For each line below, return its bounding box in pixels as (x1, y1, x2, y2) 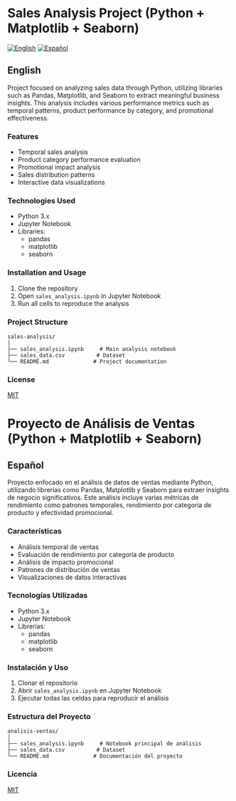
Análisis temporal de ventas (17, 542, 100, 551)
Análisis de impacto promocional (17, 558, 114, 566)
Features (7, 131, 39, 141)
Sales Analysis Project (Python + (7, 5, 205, 21)
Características (7, 526, 62, 536)
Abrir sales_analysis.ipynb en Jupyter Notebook (17, 686, 162, 695)
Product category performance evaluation (17, 155, 141, 164)
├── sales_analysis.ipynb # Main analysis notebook (7, 345, 176, 352)
